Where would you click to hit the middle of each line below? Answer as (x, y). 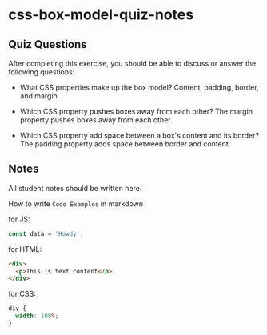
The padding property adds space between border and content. (125, 144)
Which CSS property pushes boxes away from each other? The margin (136, 111)
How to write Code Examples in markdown (76, 203)
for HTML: (25, 249)
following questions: (42, 72)
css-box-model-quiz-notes (101, 15)
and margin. (40, 96)
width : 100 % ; (37, 316)
